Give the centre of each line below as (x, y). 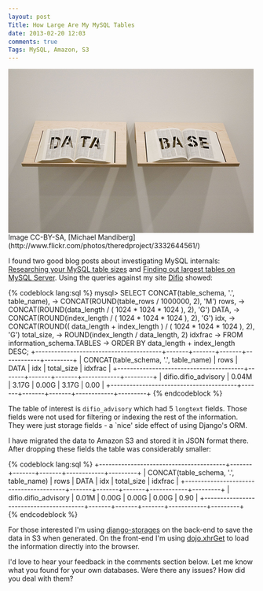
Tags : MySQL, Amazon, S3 (49, 50)
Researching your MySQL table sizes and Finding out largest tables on (122, 269)
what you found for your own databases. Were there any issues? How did (127, 571)
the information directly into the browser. (74, 547)
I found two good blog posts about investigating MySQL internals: (114, 261)
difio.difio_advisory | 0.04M (208, 377)
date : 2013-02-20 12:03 (47, 33)
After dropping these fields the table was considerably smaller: (110, 449)
